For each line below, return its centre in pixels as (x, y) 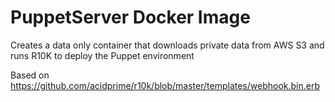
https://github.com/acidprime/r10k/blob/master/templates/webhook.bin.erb (165, 85)
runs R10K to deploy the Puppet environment (102, 55)
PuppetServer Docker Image (130, 17)
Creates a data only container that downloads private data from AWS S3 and (167, 45)
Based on (30, 75)
